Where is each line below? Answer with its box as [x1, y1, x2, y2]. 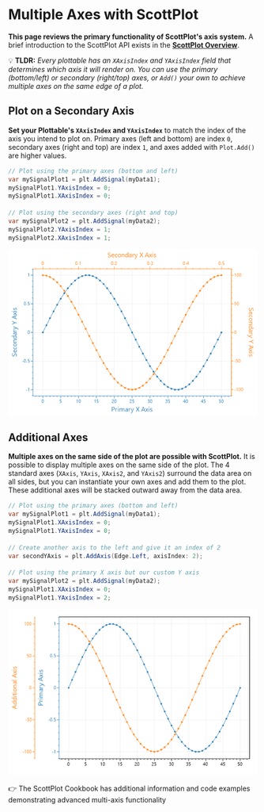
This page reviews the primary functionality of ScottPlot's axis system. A [8, 32, 254, 41]
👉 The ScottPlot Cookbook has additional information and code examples [8, 783, 251, 793]
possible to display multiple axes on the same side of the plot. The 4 [8, 460, 231, 469]
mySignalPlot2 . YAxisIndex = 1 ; [8, 225, 111, 233]
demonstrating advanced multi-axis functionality [8, 795, 167, 804]
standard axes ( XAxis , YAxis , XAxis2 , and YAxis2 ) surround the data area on [8, 469, 252, 478]
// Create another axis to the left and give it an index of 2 [8, 543, 221, 552]
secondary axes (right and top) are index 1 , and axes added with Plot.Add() [8, 142, 255, 151]
